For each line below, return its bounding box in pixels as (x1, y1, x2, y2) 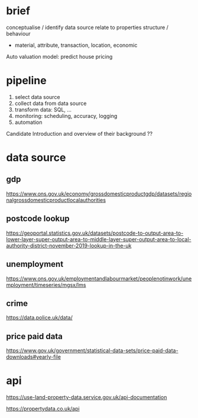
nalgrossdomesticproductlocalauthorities (6, 196, 106, 203)
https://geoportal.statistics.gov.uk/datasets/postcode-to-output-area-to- (6, 229, 184, 237)
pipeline (6, 74, 47, 87)
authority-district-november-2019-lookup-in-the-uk (6, 242, 132, 249)
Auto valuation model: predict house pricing (6, 53, 113, 60)
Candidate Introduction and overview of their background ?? (6, 130, 152, 137)
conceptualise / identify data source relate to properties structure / (6, 24, 168, 31)
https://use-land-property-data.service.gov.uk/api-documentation (6, 394, 167, 401)
